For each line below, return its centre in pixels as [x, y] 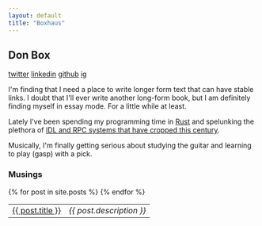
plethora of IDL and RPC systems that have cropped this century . [114, 130]
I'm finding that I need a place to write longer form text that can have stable [131, 90]
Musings [25, 174]
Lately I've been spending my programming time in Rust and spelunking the [131, 122]
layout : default [35, 15]
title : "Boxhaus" [37, 23]
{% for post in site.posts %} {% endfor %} [77, 192]
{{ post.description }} [107, 210]
